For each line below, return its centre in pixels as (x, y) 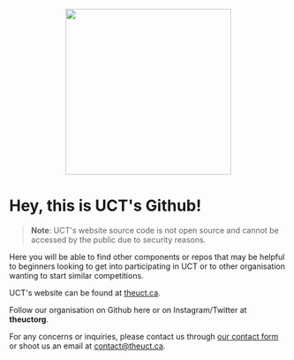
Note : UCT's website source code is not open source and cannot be (155, 230)
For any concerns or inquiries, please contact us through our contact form (144, 336)
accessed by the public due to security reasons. (118, 240)
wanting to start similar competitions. (76, 275)
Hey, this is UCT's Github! (105, 206)
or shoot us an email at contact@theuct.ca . (87, 346)
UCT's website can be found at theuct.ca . (85, 293)
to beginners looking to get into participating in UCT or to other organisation (147, 266)
